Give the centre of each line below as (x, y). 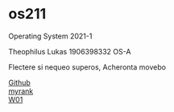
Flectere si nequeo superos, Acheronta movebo (87, 67)
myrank (21, 91)
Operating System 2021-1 (50, 36)
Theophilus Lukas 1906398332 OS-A (70, 51)
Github (19, 82)
